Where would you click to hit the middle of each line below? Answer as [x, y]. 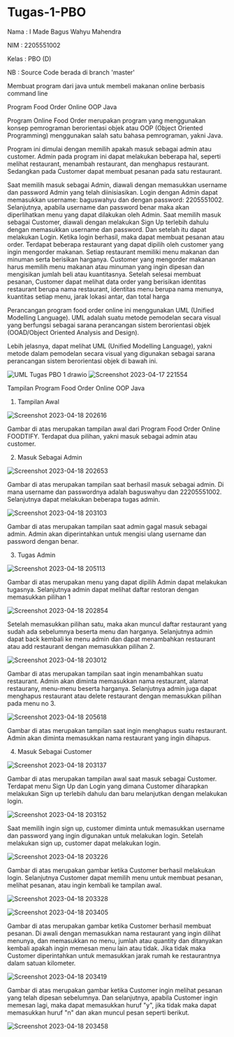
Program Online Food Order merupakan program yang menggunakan [107, 121]
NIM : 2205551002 [34, 45]
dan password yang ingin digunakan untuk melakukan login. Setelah [105, 835]
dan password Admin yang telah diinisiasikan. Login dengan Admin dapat [112, 192]
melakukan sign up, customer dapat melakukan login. [84, 843]
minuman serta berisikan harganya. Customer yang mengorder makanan [111, 259]
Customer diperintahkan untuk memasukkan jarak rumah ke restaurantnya [114, 955]
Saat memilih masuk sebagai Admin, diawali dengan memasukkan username [117, 185]
